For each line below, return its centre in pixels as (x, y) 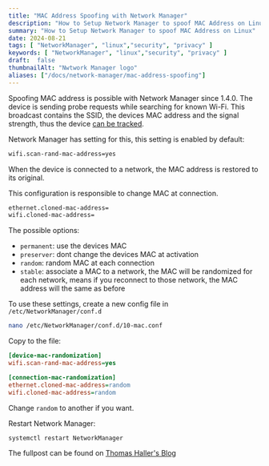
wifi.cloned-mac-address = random (62, 392)
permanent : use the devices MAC (73, 246)
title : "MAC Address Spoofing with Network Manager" (98, 16)
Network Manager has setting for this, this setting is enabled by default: (126, 139)
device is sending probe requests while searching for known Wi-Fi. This (127, 106)
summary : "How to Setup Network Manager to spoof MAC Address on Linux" (132, 30)
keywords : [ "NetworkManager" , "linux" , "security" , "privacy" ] (118, 53)
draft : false (32, 61)
